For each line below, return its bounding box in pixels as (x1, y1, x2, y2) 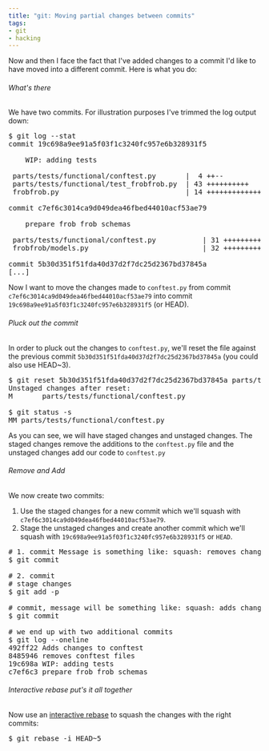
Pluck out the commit (8, 318, 78, 328)
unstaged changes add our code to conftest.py (8, 448, 166, 457)
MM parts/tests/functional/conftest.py (8, 416, 165, 424)
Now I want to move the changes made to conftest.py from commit (8, 283, 231, 292)
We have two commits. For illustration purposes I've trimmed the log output (8, 107, 257, 117)
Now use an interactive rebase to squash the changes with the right (8, 710, 232, 720)
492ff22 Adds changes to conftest (8, 643, 144, 653)
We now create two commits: (8, 490, 105, 500)
